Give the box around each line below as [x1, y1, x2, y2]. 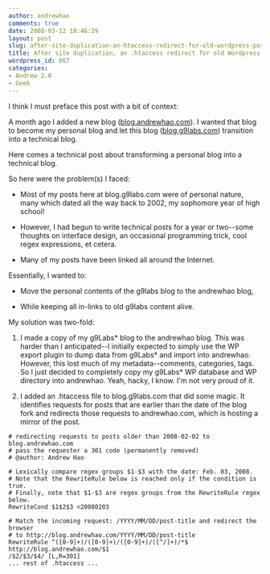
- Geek [8, 79, 31, 87]
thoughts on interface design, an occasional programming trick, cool [19, 230, 247, 240]
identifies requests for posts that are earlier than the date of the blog [19, 399, 247, 409]
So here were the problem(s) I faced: [8, 174, 130, 184]
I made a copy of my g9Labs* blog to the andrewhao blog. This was [19, 332, 245, 342]
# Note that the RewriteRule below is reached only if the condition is [8, 474, 257, 483]
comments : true [8, 19, 59, 27]
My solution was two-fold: [8, 317, 95, 327]
